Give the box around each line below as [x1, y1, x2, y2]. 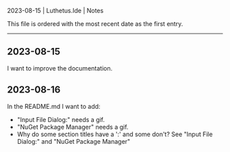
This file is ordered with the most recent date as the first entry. [7, 20, 183, 27]
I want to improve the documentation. [7, 64, 113, 72]
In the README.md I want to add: [7, 102, 101, 110]
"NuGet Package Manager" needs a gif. [16, 123, 129, 131]
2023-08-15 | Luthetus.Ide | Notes [7, 7, 104, 14]
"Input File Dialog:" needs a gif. [16, 115, 105, 123]
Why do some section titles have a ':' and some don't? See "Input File [16, 130, 214, 138]
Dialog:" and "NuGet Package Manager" [16, 137, 131, 145]
